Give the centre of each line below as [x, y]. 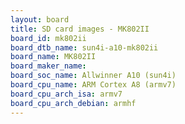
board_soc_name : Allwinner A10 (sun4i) [93, 76]
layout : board [40, 19]
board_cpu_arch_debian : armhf [73, 103]
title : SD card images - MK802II [80, 29]
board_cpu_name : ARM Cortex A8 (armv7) [93, 85]
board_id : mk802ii [48, 38]
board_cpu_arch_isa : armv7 [66, 94]
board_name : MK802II [53, 57]
